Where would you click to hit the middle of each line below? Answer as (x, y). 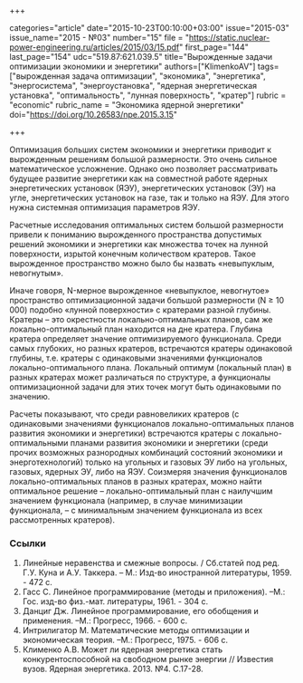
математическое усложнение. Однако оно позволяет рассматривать (144, 169)
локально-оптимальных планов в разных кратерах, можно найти (136, 481)
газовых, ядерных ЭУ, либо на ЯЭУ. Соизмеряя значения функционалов (148, 471)
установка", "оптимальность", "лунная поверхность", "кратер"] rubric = (148, 95)
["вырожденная (40, 76)
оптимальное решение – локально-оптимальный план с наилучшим (141, 491)
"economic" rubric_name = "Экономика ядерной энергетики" (127, 105)
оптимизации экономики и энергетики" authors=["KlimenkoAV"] (133, 66)
